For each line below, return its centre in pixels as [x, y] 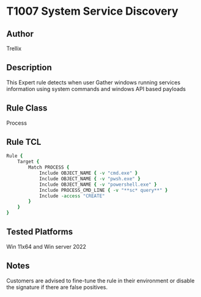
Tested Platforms [40, 232]
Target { [28, 162]
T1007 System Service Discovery [92, 11]
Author [20, 34]
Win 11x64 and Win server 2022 [46, 246]
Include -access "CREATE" [72, 196]
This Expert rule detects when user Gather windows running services [93, 82]
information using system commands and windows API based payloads [96, 89]
